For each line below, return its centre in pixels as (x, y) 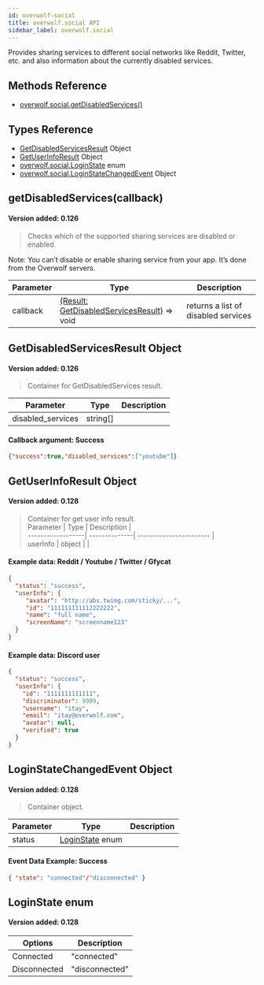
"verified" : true (51, 730)
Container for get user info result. (81, 519)
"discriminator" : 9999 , (61, 701)
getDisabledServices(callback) (86, 198)
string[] (100, 418)
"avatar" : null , (49, 723)
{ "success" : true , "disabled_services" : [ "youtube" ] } (93, 457)
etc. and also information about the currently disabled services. (111, 61)
